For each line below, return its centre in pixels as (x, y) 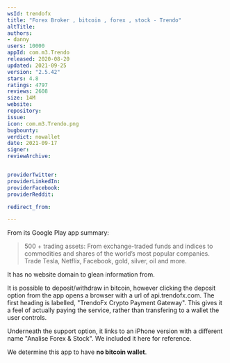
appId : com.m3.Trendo (39, 53)
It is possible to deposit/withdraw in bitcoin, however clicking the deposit (112, 288)
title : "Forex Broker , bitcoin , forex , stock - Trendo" (95, 20)
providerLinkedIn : (34, 181)
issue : (17, 117)
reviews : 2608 (28, 91)
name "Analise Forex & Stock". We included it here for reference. (99, 339)
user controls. (27, 318)
